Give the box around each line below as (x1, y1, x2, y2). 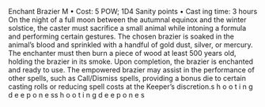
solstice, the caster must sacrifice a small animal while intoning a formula (8, 24, 247, 32)
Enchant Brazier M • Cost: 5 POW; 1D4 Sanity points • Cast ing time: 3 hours (8, 7, 258, 16)
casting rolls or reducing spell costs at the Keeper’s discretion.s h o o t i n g (8, 82, 253, 91)
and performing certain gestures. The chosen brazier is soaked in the (8, 31, 235, 41)
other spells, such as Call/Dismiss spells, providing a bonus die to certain (8, 74, 247, 83)
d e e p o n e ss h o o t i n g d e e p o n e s (8, 90, 145, 99)
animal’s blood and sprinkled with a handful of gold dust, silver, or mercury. (8, 40, 253, 50)
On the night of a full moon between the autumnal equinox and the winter (8, 15, 247, 24)
